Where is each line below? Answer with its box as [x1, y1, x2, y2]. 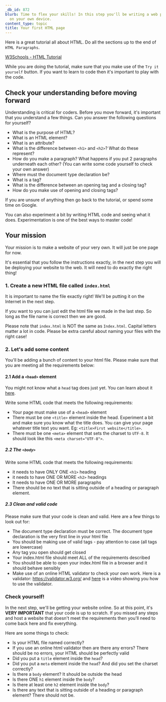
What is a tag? [12, 177, 42, 183]
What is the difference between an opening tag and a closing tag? [12, 182, 147, 188]
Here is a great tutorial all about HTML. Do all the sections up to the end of [5, 39, 157, 45]
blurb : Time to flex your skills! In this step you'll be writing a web [5, 12, 158, 17]
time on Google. [5, 202, 38, 208]
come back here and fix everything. [5, 620, 78, 626]
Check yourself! [5, 593, 44, 600]
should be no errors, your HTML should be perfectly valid [12, 650, 129, 656]
